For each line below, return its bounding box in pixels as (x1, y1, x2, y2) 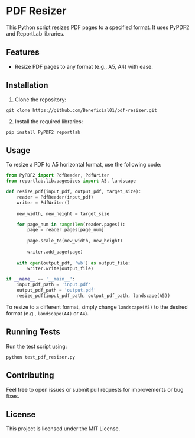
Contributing (6, 370, 54, 381)
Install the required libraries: (14, 117, 83, 125)
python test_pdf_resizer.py (6, 354, 76, 360)
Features (6, 47, 40, 57)
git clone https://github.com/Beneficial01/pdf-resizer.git (6, 107, 158, 113)
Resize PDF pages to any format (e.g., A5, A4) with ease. (14, 63, 154, 70)
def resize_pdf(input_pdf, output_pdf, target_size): (6, 188, 142, 195)
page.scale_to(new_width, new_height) (27, 238, 123, 244)
